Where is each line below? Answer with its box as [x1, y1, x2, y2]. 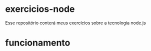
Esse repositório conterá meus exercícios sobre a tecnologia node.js [5, 20, 146, 26]
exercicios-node [5, 3, 75, 15]
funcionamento [5, 37, 70, 49]
